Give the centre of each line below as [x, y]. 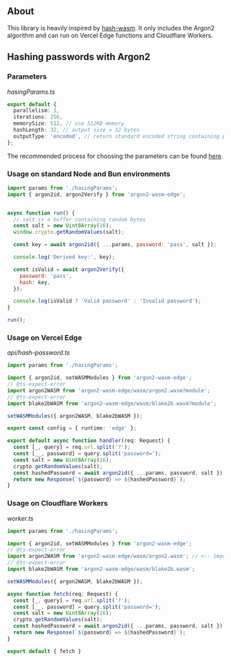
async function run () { [41, 213]
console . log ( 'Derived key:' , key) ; [64, 257]
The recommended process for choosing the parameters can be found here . [115, 156]
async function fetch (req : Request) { [63, 594]
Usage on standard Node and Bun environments [89, 174]
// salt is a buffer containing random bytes [80, 219]
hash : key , [35, 282]
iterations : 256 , [38, 117]
